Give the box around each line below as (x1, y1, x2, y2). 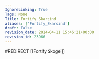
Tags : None (5, 12, 28, 17)
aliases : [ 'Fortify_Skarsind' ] (5, 21, 70, 26)
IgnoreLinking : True (5, 7, 48, 12)
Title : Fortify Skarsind (5, 16, 56, 21)
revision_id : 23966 (5, 35, 46, 40)
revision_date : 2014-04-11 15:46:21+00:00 (5, 30, 94, 35)
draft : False (5, 26, 32, 30)
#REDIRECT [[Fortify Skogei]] (5, 48, 65, 54)
